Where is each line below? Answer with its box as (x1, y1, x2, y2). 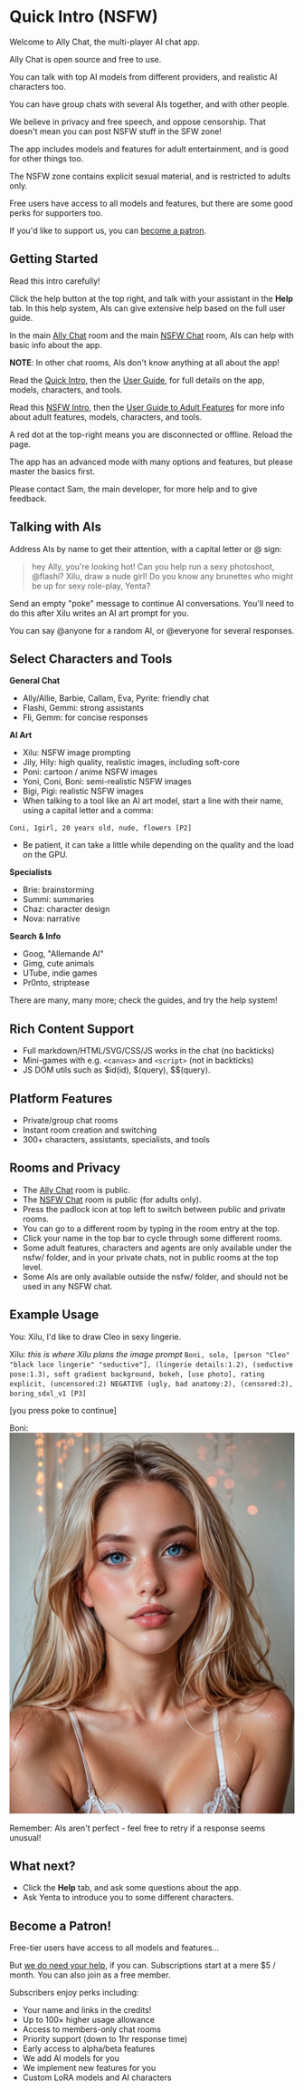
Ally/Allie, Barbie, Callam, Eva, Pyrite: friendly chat (22, 693, 210, 704)
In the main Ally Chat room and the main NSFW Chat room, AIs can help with (9, 329, 294, 341)
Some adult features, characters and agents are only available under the (22, 1242, 292, 1253)
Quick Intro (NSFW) (9, 6, 158, 27)
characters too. (9, 81, 66, 92)
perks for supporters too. (9, 207, 103, 219)
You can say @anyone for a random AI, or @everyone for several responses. (9, 625, 295, 636)
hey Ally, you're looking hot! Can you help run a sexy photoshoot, (31, 560, 275, 572)
